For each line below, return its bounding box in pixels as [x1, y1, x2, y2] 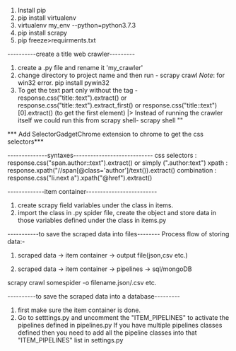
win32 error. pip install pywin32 [17, 79, 110, 87]
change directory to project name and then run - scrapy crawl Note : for [17, 71, 225, 79]
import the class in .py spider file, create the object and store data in [17, 209, 217, 217]
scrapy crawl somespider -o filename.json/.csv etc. [7, 279, 157, 287]
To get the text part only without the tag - [17, 86, 138, 94]
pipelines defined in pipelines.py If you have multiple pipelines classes [17, 321, 223, 329]
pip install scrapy [17, 28, 68, 37]
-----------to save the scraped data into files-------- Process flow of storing [7, 230, 230, 238]
